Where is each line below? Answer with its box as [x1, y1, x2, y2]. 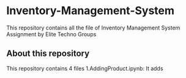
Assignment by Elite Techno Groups [6, 30, 97, 37]
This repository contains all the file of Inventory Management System [6, 24, 180, 31]
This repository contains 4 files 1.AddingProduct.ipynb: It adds [6, 64, 163, 72]
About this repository [6, 49, 90, 59]
